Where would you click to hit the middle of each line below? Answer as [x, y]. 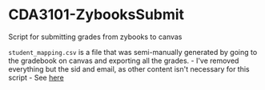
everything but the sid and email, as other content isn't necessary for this [129, 68]
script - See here [36, 77]
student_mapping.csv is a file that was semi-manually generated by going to [133, 52]
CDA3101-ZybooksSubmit [96, 15]
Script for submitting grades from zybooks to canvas [95, 37]
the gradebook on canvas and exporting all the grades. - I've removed [124, 61]
